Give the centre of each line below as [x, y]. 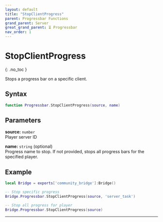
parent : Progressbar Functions [37, 18]
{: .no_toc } [16, 69]
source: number [20, 132]
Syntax [16, 94]
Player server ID [21, 137]
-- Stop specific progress [32, 192]
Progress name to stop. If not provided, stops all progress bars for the [75, 152]
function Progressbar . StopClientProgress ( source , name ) [63, 105]
